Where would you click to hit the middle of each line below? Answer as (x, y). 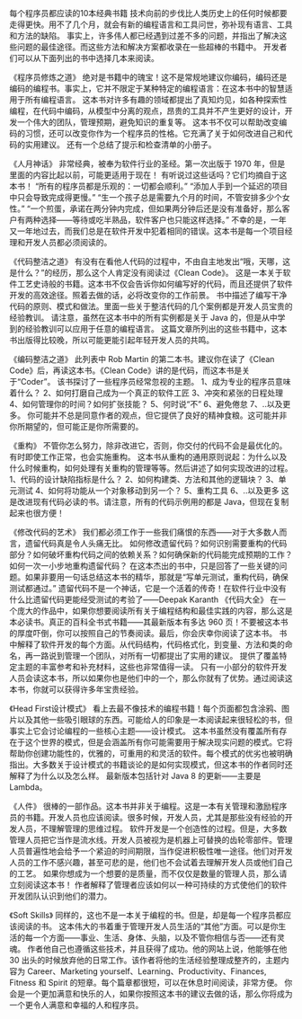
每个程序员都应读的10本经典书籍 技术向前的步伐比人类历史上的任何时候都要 (148, 13)
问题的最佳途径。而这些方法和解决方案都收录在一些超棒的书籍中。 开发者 (152, 47)
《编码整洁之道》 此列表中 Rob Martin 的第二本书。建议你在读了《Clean (142, 359)
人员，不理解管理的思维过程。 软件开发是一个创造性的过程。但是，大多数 (152, 828)
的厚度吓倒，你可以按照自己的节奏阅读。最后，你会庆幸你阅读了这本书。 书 (148, 633)
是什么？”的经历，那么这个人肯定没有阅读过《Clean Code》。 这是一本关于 (146, 273)
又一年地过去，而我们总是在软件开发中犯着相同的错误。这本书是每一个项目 (147, 231)
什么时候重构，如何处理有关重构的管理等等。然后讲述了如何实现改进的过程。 (151, 468)
